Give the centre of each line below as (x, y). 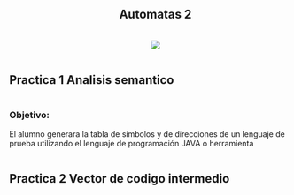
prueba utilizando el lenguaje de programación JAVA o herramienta (132, 143)
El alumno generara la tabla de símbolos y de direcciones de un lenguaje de (147, 134)
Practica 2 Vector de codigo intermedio (120, 179)
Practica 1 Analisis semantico (92, 80)
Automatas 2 (155, 15)
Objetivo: (30, 115)
